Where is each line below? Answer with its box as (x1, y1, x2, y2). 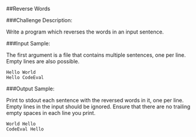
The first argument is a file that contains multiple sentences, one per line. (6, 51, 186, 59)
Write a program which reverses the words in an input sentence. (6, 28, 164, 35)
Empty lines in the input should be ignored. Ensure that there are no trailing (6, 103, 191, 110)
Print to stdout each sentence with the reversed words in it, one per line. (6, 97, 184, 103)
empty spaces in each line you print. (6, 109, 96, 116)
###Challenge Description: (6, 17, 73, 23)
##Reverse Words (6, 5, 51, 12)
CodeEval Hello (6, 126, 44, 132)
